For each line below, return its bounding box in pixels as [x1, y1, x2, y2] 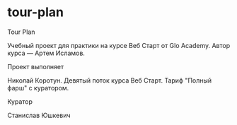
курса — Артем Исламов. [7, 49, 85, 57]
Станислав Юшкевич [7, 111, 71, 119]
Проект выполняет [7, 62, 64, 71]
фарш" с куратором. [7, 83, 69, 92]
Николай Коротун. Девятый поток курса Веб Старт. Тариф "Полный [7, 76, 212, 85]
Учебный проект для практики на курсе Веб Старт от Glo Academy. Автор [7, 41, 231, 49]
